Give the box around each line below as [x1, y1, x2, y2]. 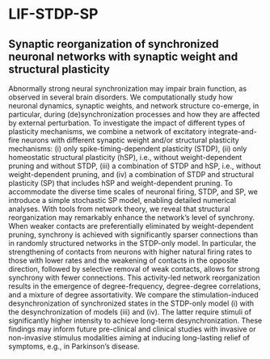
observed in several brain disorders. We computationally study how [8, 92, 233, 102]
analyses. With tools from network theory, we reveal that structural [8, 204, 230, 213]
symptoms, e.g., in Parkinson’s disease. [8, 341, 140, 351]
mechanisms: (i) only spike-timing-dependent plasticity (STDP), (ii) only [8, 144, 247, 154]
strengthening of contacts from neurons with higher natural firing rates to [8, 247, 252, 256]
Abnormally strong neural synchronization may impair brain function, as [8, 84, 247, 93]
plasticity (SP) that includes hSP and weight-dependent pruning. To [8, 179, 233, 188]
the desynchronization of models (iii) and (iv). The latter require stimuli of [8, 307, 252, 316]
